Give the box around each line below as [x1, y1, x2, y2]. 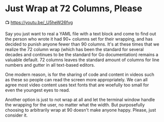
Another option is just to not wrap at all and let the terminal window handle [5, 97, 155, 102]
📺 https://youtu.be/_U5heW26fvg [5, 19, 73, 25]
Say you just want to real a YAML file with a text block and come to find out [5, 30, 157, 37]
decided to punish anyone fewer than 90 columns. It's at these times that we [5, 41, 160, 47]
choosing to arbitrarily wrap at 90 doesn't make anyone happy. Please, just [5, 107, 156, 113]
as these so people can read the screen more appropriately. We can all [5, 76, 148, 82]
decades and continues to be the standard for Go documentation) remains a [5, 51, 159, 57]
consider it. [5, 112, 28, 118]
